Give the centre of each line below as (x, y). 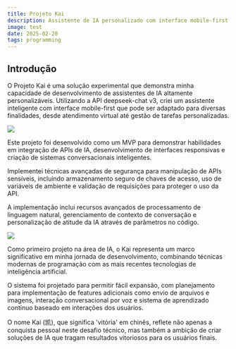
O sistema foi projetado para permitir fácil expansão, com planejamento (111, 285)
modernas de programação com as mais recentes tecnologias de (102, 264)
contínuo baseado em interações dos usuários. (75, 307)
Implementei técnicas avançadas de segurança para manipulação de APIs (114, 171)
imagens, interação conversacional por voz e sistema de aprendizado (108, 300)
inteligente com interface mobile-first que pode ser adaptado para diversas (117, 108)
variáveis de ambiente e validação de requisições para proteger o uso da (113, 186)
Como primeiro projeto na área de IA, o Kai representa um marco (101, 249)
